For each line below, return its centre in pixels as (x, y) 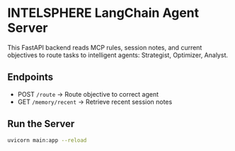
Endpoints (30, 77)
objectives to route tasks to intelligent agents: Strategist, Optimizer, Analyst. (118, 55)
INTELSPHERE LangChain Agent (103, 13)
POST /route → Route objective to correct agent (88, 94)
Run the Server (41, 124)
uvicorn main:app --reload (47, 140)
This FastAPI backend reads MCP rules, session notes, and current (105, 47)
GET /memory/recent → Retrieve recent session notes (95, 102)
